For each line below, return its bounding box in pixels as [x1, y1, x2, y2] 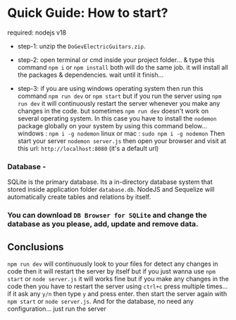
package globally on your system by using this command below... [17, 121, 208, 130]
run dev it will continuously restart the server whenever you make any [17, 99, 221, 107]
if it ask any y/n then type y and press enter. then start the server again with [7, 289, 228, 297]
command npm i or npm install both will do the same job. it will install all [17, 63, 228, 71]
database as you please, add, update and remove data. [7, 219, 199, 229]
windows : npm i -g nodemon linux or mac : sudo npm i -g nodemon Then [17, 129, 225, 137]
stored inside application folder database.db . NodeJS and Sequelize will [7, 185, 215, 194]
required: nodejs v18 [7, 28, 67, 37]
